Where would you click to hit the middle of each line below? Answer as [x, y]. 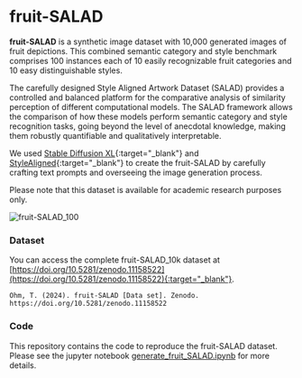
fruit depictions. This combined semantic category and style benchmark [143, 51]
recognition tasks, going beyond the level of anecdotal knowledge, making [148, 126]
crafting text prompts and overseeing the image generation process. [136, 172]
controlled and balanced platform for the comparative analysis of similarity [147, 97]
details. [23, 365]
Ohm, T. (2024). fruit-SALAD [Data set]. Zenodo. [105, 296]
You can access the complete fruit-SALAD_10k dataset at [115, 260]
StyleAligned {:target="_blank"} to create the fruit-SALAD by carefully [137, 162]
